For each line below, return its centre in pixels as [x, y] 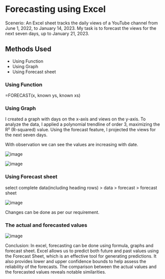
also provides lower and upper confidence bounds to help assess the [76, 261]
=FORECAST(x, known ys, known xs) [43, 95]
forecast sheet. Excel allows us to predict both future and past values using [82, 251]
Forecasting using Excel [55, 9]
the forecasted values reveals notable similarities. [56, 272]
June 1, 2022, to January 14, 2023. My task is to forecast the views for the [81, 28]
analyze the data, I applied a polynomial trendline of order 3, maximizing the [82, 124]
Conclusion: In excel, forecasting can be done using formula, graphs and [79, 245]
